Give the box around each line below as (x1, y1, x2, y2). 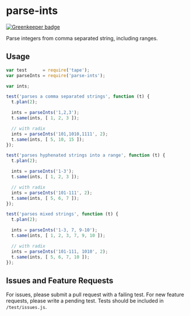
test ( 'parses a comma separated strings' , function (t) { (6, 93, 150, 100)
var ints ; (6, 83, 30, 89)
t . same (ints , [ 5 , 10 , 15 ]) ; (11, 136, 85, 143)
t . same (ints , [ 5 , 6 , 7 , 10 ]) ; (11, 254, 90, 260)
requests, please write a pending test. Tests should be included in (6, 297, 164, 304)
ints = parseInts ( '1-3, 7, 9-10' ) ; (11, 227, 98, 233)
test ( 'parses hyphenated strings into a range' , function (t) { (6, 152, 166, 158)
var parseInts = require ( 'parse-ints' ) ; (6, 72, 106, 78)
